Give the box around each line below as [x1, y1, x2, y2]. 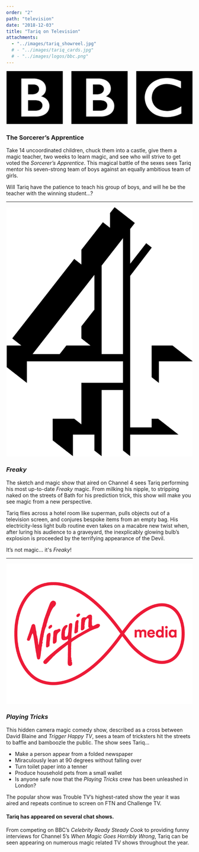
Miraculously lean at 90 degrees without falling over [14, 757, 142, 764]
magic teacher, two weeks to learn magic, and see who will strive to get [6, 153, 181, 160]
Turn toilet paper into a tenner [14, 762, 88, 770]
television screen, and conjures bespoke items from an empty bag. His [6, 516, 179, 523]
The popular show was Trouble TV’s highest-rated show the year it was [6, 793, 180, 800]
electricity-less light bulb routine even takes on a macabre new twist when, [6, 522, 190, 529]
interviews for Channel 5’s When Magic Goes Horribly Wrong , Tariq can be [6, 833, 188, 840]
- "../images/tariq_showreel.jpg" [11, 41, 97, 47]
